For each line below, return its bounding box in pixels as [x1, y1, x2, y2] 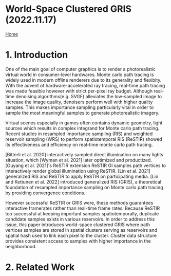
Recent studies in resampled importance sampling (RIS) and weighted [5, 131, 153, 137]
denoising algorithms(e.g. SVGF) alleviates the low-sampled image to [15, 93, 162, 99]
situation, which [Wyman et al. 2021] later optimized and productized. [5, 157, 153, 163]
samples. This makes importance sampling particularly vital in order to [5, 104, 154, 111]
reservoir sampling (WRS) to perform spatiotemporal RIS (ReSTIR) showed [5, 136, 163, 142]
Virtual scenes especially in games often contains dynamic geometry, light [5, 119, 163, 126]
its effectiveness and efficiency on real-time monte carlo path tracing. [5, 141, 153, 148]
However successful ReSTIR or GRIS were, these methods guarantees [5, 199, 154, 206]
